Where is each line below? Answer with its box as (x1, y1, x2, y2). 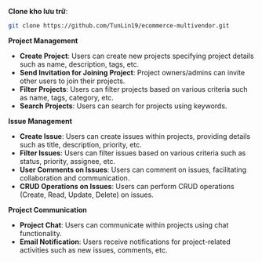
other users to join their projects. (19, 76, 126, 86)
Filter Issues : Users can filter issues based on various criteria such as (19, 148, 246, 158)
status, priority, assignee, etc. (19, 156, 116, 166)
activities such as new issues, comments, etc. (19, 245, 168, 254)
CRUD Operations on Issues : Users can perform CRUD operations (19, 181, 235, 191)
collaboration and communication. (19, 173, 130, 183)
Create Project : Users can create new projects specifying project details (19, 51, 254, 60)
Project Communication (8, 205, 88, 214)
